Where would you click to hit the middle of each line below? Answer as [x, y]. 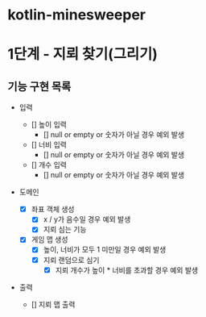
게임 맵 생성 [49, 240]
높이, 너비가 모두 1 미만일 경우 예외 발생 [105, 250]
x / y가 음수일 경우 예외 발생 [87, 219]
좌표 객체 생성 [53, 209]
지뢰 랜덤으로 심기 [71, 260]
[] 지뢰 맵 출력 [53, 304]
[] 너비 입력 [49, 145]
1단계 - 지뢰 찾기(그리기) [83, 54]
